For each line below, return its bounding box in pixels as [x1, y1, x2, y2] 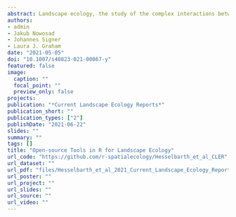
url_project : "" [7, 179, 55, 186]
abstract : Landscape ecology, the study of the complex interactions [7, 10, 216, 17]
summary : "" [7, 134, 42, 141]
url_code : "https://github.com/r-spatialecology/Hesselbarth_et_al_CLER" [7, 153, 228, 161]
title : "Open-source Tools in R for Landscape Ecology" [7, 147, 174, 154]
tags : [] [7, 141, 33, 148]
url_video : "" [7, 199, 49, 206]
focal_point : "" [13, 82, 61, 89]
